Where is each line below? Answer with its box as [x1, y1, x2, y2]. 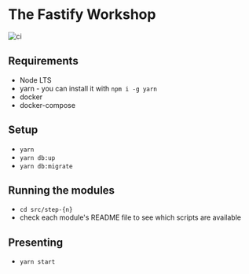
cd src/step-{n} [19, 206, 73, 214]
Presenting [8, 235, 64, 249]
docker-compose [19, 100, 76, 109]
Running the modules [8, 183, 115, 197]
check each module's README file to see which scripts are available [19, 213, 242, 222]
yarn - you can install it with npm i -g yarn [19, 83, 157, 93]
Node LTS [19, 75, 52, 84]
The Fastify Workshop [8, 6, 156, 24]
